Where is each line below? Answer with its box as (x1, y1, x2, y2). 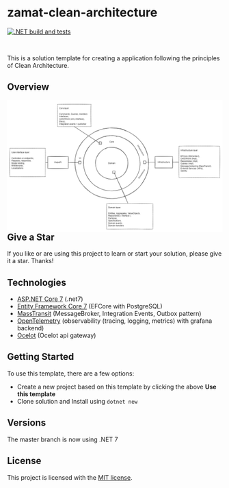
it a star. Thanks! (7, 257, 54, 265)
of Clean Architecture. (7, 61, 70, 69)
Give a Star (7, 231, 55, 243)
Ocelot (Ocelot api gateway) (16, 331, 96, 340)
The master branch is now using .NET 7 (7, 435, 118, 443)
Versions (7, 417, 46, 429)
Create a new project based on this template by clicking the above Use (16, 382, 217, 391)
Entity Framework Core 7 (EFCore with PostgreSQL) (16, 302, 163, 310)
